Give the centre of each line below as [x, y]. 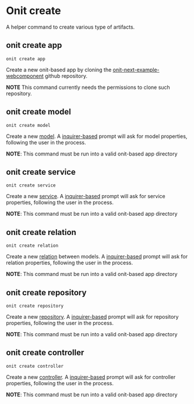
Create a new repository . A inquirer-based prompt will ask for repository [92, 317]
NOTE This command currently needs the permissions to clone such [88, 87]
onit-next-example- [136, 70]
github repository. [66, 76]
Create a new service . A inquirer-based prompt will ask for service [86, 196]
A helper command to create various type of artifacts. [70, 27]
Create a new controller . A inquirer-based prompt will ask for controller [91, 377]
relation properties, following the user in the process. [70, 263]
